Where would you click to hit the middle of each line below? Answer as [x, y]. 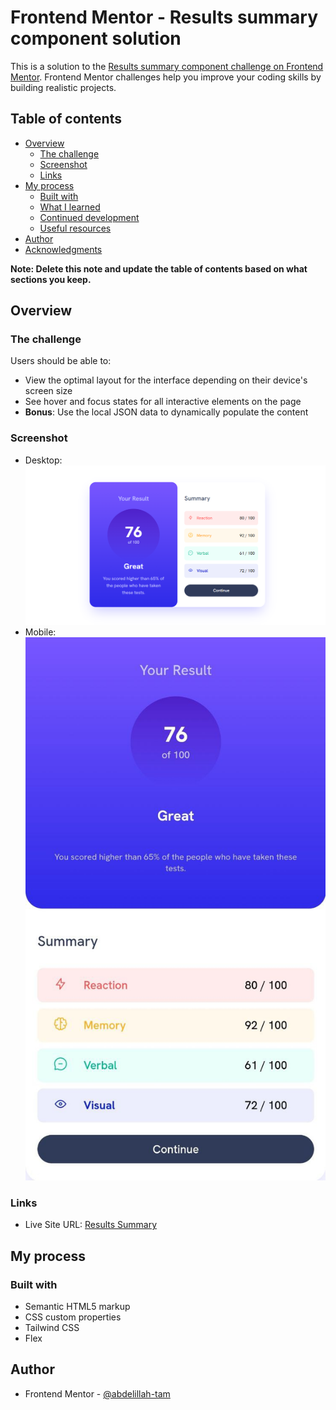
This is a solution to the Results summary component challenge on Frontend [167, 66]
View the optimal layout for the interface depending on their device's [166, 380]
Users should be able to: [61, 361]
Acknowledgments [63, 249]
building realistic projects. [63, 87]
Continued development [89, 217]
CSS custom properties [73, 1317]
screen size [48, 391]
